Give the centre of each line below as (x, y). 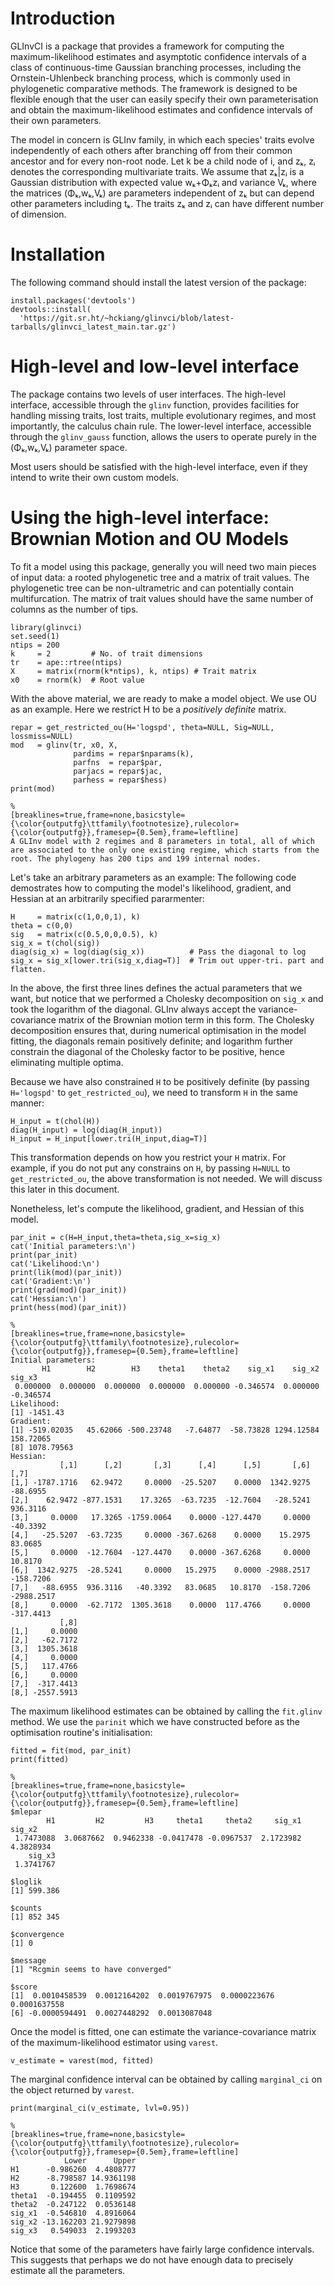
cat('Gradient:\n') (51, 1281)
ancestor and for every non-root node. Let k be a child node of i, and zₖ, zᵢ (163, 161)
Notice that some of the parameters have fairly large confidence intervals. (162, 2249)
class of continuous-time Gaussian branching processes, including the (156, 67)
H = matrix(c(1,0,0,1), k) (75, 917)
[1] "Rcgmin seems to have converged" (91, 1969)
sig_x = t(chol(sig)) (55, 943)
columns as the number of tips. (74, 609)
